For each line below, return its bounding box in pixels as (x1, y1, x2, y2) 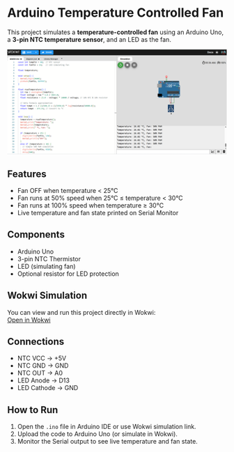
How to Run (7, 404, 58, 416)
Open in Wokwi (7, 315, 51, 324)
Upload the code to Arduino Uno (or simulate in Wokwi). (17, 430, 178, 438)
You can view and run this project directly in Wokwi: (7, 308, 156, 316)
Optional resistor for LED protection (17, 270, 120, 278)
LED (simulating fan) (17, 262, 76, 270)
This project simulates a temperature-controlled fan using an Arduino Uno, (7, 28, 224, 36)
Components (7, 228, 65, 241)
